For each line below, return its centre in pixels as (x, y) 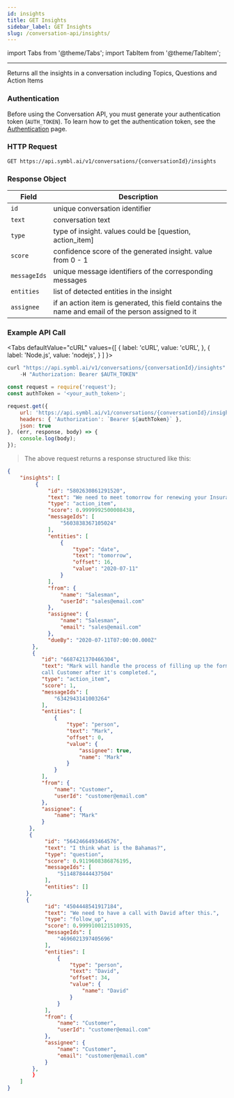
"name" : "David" (106, 991)
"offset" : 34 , (90, 978)
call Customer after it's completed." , (99, 673)
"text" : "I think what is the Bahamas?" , (106, 848)
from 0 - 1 (71, 261)
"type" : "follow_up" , (76, 919)
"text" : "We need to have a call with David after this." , (132, 913)
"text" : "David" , (94, 972)
